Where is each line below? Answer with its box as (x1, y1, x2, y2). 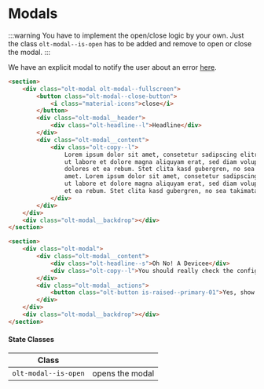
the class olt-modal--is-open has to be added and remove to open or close (8, 38, 252, 48)
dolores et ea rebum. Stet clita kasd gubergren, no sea (64, 165, 255, 173)
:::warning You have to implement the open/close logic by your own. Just (8, 31, 244, 40)
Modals (8, 5, 58, 23)
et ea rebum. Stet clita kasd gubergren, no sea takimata (64, 187, 258, 195)
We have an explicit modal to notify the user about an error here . (8, 62, 218, 71)
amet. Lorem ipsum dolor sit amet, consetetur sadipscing (64, 173, 258, 180)
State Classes (8, 335, 55, 344)
